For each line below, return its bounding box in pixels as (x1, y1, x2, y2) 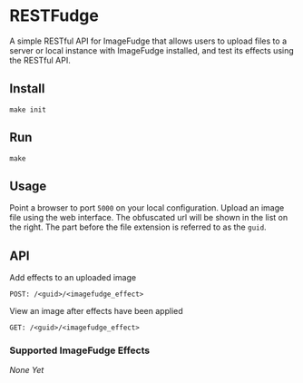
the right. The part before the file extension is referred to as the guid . (9, 221, 267, 232)
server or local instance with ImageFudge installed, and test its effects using (9, 44, 295, 55)
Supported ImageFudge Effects (9, 344, 151, 357)
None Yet (9, 365, 44, 376)
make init (9, 105, 47, 114)
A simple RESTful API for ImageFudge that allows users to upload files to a (9, 35, 288, 46)
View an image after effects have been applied (9, 306, 183, 317)
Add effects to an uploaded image (9, 272, 137, 283)
